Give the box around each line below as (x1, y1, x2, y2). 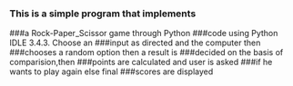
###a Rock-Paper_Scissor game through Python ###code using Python (9, 28, 278, 39)
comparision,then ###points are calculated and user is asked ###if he (9, 57, 273, 68)
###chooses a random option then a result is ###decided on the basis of (9, 47, 284, 58)
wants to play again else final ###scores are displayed (9, 66, 214, 77)
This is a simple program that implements (9, 7, 197, 20)
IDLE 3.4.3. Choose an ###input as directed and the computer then (9, 37, 261, 48)
